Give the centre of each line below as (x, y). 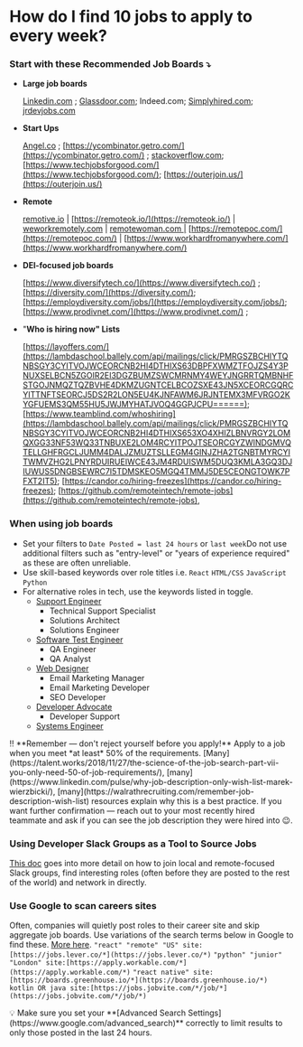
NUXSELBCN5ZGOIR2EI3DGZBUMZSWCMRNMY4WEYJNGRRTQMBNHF (158, 376)
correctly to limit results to (234, 1024)
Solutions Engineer (84, 630)
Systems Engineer (69, 725)
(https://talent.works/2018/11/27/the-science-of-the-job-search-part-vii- (144, 762)
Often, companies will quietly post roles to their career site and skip (134, 925)
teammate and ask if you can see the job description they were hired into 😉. (151, 820)
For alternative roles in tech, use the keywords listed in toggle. (138, 591)
